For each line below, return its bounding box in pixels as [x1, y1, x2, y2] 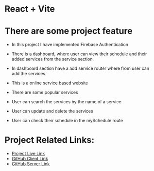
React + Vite [4, 3, 55, 15]
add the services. [11, 71, 47, 77]
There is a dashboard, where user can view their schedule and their [11, 51, 147, 57]
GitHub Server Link [11, 161, 50, 167]
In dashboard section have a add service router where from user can [11, 65, 149, 71]
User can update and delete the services [11, 108, 93, 114]
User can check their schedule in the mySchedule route [11, 118, 123, 124]
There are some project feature [4, 26, 133, 37]
